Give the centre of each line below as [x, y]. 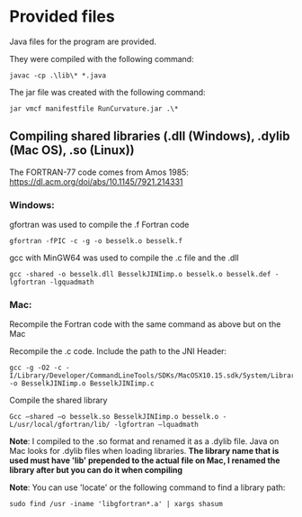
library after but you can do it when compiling [96, 470]
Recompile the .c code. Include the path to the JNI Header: [118, 351]
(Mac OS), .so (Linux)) [72, 150]
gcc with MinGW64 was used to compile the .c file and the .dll [124, 258]
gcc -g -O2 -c [36, 368]
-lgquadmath [71, 282]
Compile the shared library [58, 400]
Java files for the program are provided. [83, 41]
